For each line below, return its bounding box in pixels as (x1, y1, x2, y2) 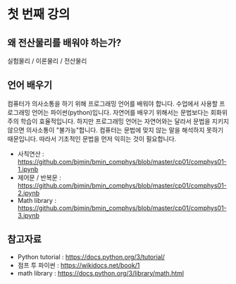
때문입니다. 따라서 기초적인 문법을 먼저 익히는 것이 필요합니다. (7, 135, 177, 143)
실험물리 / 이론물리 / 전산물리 (7, 57, 87, 65)
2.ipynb (17, 188, 40, 197)
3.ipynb (17, 211, 40, 219)
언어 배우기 (7, 79, 53, 92)
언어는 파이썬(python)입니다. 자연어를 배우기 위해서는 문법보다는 (31, 108, 209, 116)
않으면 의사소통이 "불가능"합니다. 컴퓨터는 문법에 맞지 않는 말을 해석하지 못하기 (7, 125, 224, 134)
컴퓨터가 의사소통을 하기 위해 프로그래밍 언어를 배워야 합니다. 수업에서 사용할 (7, 99, 218, 108)
